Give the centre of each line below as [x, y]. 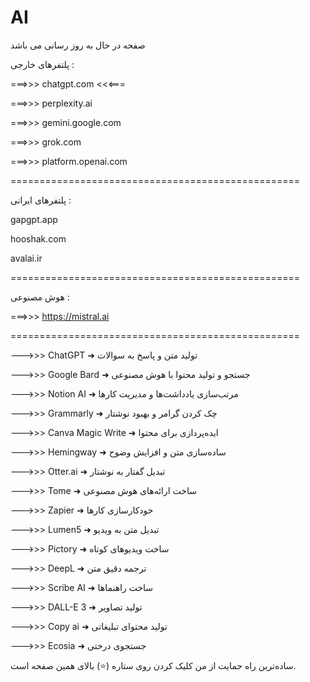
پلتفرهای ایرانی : [41, 200]
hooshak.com [38, 238]
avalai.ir [26, 258]
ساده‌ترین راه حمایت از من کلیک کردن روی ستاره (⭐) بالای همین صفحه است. [153, 665]
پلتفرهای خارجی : [42, 64]
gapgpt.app [34, 219]
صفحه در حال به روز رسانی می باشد [78, 45]
